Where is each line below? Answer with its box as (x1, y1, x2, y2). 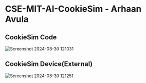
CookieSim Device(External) (5, 60, 93, 68)
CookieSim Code (5, 33, 57, 41)
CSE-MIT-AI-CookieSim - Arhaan (5, 3, 142, 15)
